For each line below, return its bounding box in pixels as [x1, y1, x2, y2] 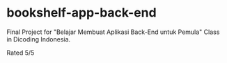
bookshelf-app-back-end [6, 5, 157, 21]
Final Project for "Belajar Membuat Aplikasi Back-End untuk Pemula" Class [6, 28, 220, 36]
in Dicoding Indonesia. [6, 35, 71, 43]
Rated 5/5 [6, 48, 35, 57]
